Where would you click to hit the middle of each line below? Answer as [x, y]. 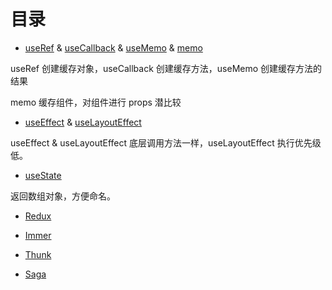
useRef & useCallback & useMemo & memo [113, 47]
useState [43, 175]
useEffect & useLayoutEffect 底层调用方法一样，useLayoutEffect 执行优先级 [166, 142]
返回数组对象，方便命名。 [63, 196]
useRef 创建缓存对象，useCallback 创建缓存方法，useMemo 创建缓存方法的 [166, 68]
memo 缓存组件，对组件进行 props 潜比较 [96, 102]
